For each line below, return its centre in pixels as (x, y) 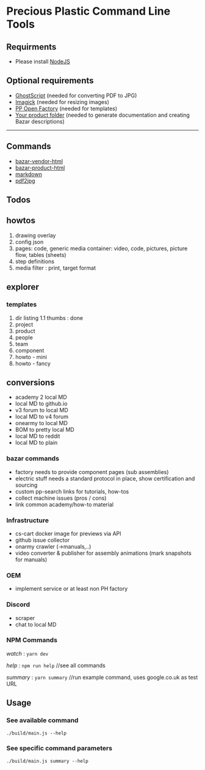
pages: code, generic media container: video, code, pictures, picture (101, 248)
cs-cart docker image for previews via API (68, 533)
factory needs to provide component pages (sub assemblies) (92, 472)
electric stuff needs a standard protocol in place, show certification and (105, 478)
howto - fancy (33, 363)
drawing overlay (35, 235)
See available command (42, 720)
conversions (31, 383)
